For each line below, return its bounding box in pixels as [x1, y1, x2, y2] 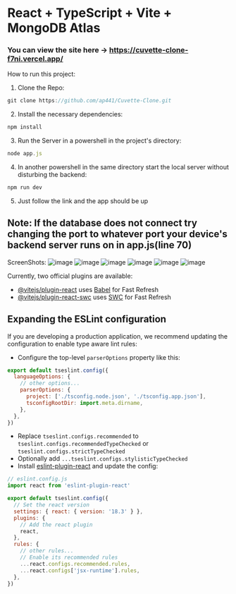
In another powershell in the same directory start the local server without [17, 163, 229, 171]
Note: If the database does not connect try [7, 217, 197, 229]
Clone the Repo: [17, 83, 65, 92]
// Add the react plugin [20, 521, 93, 528]
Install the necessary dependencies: [17, 110, 123, 119]
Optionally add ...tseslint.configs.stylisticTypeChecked [17, 454, 188, 463]
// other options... [20, 380, 80, 387]
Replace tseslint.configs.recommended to [17, 432, 139, 440]
